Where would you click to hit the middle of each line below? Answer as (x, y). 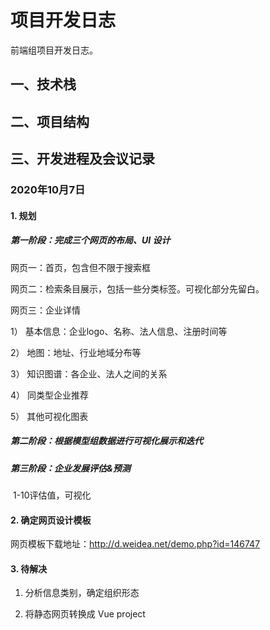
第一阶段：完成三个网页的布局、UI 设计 (90, 240)
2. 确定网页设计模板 (51, 520)
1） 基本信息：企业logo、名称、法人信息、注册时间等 (119, 331)
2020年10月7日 (48, 190)
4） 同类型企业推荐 (49, 395)
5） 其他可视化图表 (49, 416)
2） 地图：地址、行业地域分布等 (76, 352)
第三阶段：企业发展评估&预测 (70, 468)
